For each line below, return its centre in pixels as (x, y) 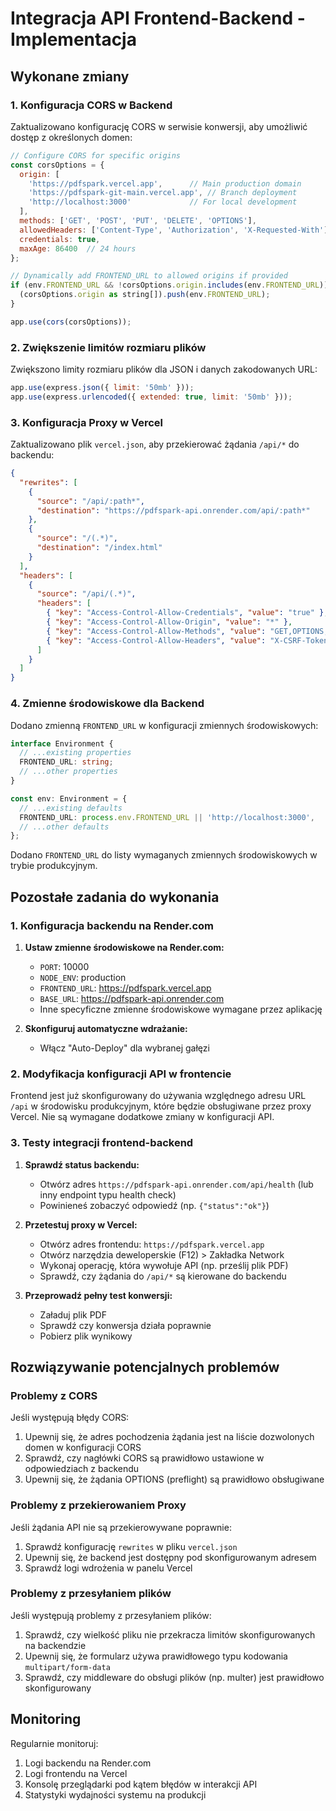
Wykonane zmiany (70, 76)
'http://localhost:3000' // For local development (163, 202)
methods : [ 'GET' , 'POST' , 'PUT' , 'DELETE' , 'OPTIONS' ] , (138, 221)
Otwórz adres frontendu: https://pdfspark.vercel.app (152, 1244)
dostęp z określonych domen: (71, 137)
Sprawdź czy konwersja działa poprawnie (125, 1325)
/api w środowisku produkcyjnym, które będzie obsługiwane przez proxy (161, 1106)
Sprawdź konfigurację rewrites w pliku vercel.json (131, 1546)
